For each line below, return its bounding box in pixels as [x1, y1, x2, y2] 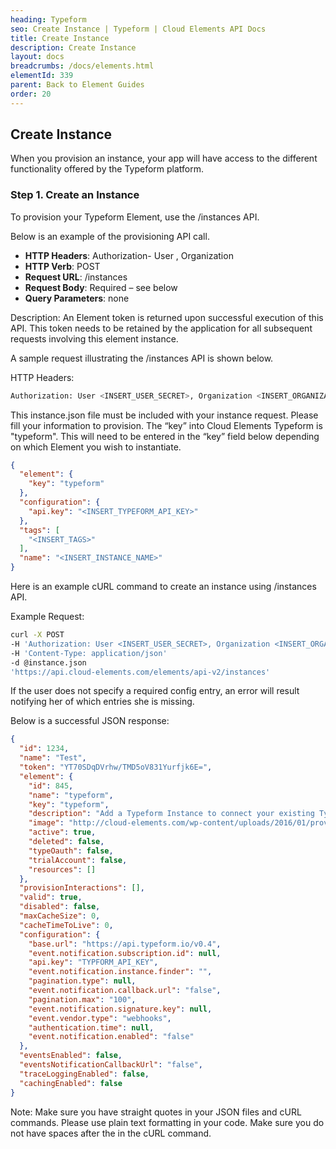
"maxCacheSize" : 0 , [19, 911, 101, 921]
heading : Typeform [10, 14, 87, 25]
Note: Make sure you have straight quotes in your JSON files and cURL [10, 1106, 302, 1118]
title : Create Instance [10, 33, 110, 43]
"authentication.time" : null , [28, 1022, 155, 1033]
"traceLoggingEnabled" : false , [19, 1069, 150, 1079]
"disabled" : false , [19, 902, 101, 912]
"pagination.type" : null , [28, 976, 137, 986]
